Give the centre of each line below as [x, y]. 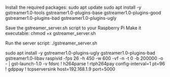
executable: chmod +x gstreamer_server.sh [50, 33]
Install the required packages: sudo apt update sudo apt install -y [73, 7]
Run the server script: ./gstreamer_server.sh [51, 43]
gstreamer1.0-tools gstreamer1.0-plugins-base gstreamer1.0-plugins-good [83, 13]
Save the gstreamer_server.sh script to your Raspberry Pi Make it [73, 28]
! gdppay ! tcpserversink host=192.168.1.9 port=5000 [60, 69]
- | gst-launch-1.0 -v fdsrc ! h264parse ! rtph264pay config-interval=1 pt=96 [85, 64]
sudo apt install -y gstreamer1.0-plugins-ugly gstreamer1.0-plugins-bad [80, 53]
